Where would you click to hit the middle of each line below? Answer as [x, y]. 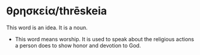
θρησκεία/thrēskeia [56, 11]
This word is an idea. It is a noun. [47, 27]
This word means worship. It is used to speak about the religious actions [104, 39]
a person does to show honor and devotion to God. [78, 45]
